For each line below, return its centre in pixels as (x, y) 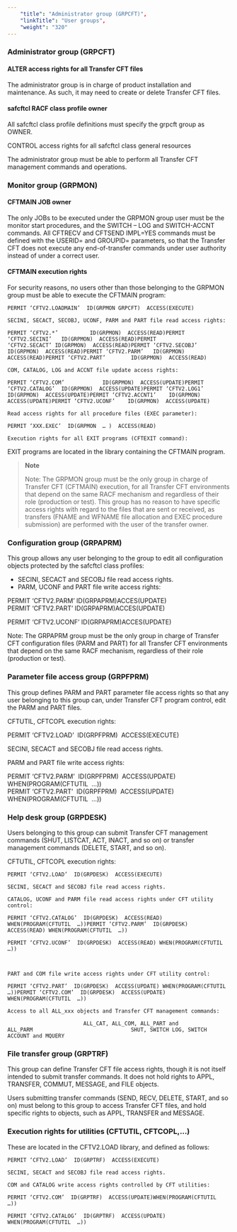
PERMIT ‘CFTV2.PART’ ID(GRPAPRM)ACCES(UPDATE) (86, 608)
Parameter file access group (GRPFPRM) (78, 677)
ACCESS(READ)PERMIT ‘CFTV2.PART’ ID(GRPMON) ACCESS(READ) (107, 358)
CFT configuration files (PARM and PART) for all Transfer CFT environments (117, 644)
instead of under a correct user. (53, 255)
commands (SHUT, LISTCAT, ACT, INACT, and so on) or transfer (101, 840)
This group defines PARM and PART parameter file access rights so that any (118, 692)
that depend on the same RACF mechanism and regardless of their (122, 495)
